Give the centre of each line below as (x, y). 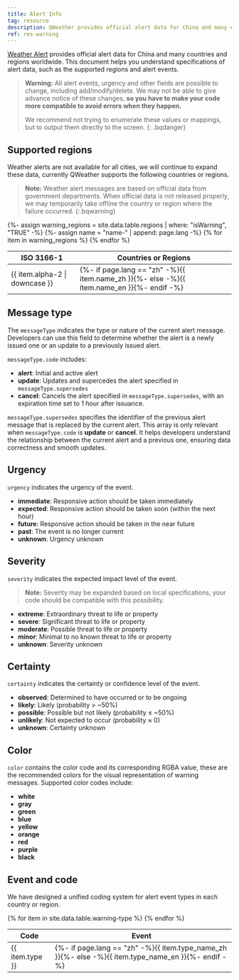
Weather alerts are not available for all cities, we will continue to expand (113, 167)
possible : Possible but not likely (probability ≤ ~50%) (96, 713)
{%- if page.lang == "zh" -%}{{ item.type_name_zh (141, 948)
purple (28, 849)
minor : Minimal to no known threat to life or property (95, 637)
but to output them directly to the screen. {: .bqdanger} (105, 127)
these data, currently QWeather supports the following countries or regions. (118, 175)
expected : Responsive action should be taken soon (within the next (116, 508)
